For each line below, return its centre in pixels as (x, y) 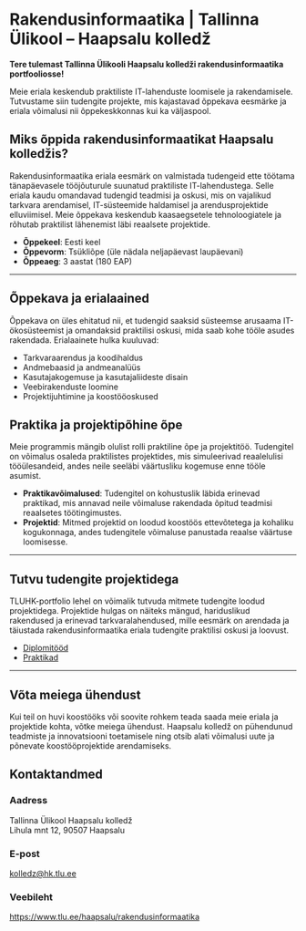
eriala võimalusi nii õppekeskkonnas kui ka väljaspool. (110, 110)
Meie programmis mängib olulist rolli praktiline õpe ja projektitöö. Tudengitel (152, 447)
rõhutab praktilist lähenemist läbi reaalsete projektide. (110, 224)
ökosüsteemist (37, 330)
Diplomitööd (46, 648)
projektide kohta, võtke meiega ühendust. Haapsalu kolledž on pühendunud (151, 726)
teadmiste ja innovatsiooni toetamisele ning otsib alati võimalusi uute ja (142, 736)
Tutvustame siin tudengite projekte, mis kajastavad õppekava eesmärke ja (148, 101)
